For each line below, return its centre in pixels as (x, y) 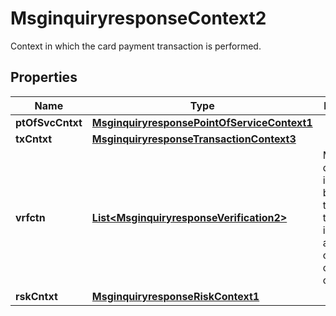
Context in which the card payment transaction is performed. (136, 46)
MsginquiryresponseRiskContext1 (175, 296)
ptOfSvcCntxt (49, 122)
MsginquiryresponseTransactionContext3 (194, 139)
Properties (44, 77)
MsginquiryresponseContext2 (138, 18)
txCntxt (34, 139)
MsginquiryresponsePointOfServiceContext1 (202, 122)
